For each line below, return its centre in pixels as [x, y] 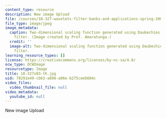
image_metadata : [22, 28]
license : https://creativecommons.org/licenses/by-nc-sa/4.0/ [70, 60]
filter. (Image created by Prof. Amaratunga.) [63, 37]
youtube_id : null [27, 96]
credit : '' [21, 42]
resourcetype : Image [26, 69]
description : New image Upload [37, 14]
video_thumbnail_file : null [39, 87]
